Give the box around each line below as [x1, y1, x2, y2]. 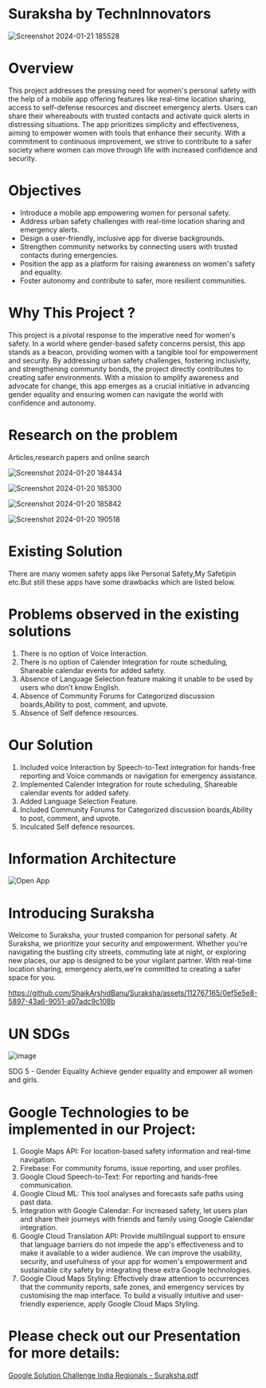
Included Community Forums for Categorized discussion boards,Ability [19, 804, 253, 815]
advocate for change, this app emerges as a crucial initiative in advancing [8, 381, 250, 391]
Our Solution [8, 736, 94, 754]
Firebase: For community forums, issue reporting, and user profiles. [19, 1164, 242, 1173]
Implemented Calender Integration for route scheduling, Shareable [19, 779, 237, 789]
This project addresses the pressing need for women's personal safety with [8, 85, 256, 95]
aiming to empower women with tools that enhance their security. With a [8, 128, 246, 137]
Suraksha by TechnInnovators [8, 5, 211, 23]
